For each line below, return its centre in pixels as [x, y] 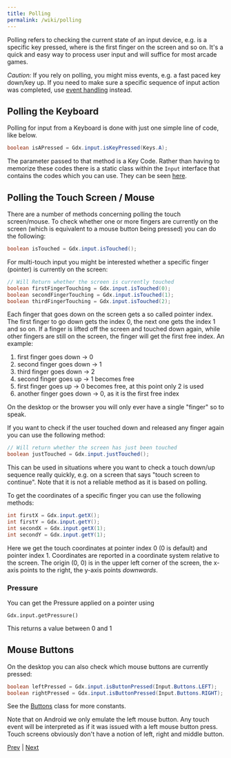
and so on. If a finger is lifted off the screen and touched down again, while [114, 329]
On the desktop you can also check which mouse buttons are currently [108, 666]
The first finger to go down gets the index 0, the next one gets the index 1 [111, 322]
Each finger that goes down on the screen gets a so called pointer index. [110, 314]
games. [18, 61]
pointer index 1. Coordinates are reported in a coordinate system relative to [113, 555]
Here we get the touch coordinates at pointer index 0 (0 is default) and [108, 548]
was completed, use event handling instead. [70, 90]
